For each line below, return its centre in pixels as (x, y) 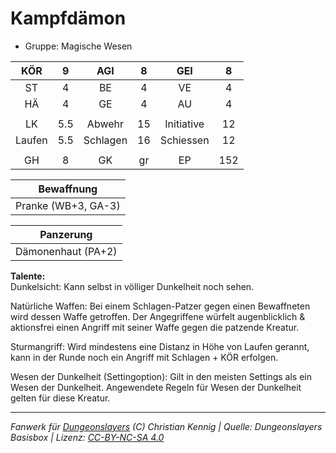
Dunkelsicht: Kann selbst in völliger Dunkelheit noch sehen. (132, 286)
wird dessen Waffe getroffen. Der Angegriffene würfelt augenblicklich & (158, 316)
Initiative (184, 124)
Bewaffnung (68, 189)
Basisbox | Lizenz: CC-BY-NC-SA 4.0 (87, 437)
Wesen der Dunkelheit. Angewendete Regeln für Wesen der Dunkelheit (156, 387)
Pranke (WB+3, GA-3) (68, 205)
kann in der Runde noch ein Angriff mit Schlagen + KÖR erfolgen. (144, 357)
